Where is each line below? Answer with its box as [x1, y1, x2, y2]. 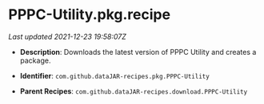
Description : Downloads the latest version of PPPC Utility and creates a [19, 47, 257, 56]
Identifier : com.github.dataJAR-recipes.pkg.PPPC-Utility [19, 71, 210, 80]
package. [19, 56, 51, 65]
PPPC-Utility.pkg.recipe [8, 6, 170, 24]
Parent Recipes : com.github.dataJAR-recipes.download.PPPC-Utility [19, 86, 248, 96]
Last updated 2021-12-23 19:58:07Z [8, 32, 126, 41]
